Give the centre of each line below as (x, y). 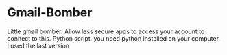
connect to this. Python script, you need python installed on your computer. (114, 38)
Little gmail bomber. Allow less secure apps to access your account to (106, 31)
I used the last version (38, 45)
